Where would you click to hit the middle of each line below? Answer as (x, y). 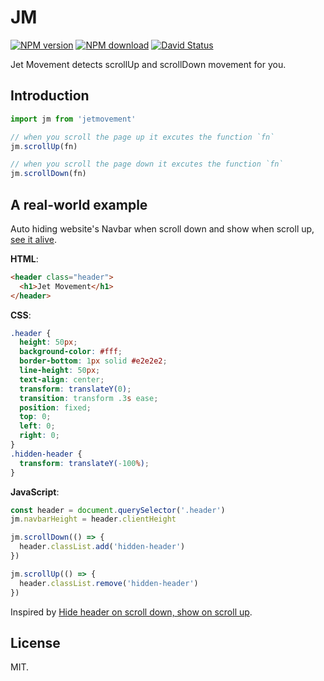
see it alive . (34, 239)
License (35, 642)
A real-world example (79, 204)
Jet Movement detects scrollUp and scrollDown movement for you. (148, 64)
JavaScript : (35, 492)
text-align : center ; (62, 379)
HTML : (24, 258)
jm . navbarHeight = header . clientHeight (93, 519)
